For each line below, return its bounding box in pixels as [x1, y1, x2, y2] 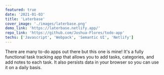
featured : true [5, 7, 37, 12]
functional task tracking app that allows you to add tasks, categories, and [5, 54, 154, 60]
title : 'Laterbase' [5, 16, 45, 21]
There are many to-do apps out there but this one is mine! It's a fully [5, 48, 144, 55]
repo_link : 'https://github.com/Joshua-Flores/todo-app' [5, 30, 125, 35]
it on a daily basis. [5, 64, 42, 70]
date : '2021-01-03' [5, 12, 45, 17]
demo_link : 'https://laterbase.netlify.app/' [5, 26, 100, 31]
